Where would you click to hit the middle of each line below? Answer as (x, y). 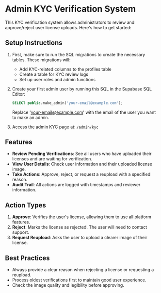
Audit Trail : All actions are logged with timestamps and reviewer (76, 185)
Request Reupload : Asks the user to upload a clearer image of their (80, 238)
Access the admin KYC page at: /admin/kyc (55, 127)
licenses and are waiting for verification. (52, 159)
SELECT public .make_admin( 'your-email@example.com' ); (67, 103)
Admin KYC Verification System (70, 9)
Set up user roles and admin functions (57, 79)
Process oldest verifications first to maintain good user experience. (79, 280)
